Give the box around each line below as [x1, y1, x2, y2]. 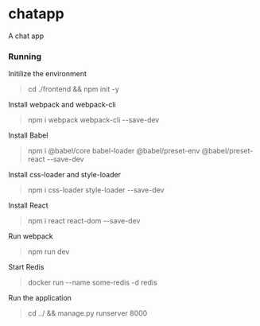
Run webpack [8, 231, 53, 241]
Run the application [8, 293, 72, 303]
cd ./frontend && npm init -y [27, 84, 119, 94]
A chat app [8, 31, 45, 41]
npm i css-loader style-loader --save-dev [27, 185, 165, 195]
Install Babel [8, 130, 49, 140]
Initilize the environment [8, 69, 87, 79]
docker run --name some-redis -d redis [27, 277, 157, 287]
